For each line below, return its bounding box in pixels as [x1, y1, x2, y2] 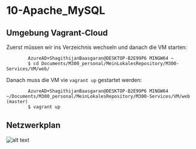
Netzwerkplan [6, 120, 61, 130]
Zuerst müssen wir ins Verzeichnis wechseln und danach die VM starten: [6, 43, 188, 51]
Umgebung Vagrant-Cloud [6, 28, 108, 38]
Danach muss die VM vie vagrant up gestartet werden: [6, 77, 142, 83]
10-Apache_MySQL [6, 4, 106, 17]
